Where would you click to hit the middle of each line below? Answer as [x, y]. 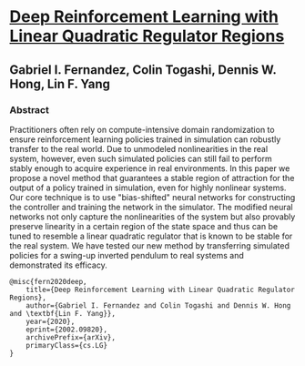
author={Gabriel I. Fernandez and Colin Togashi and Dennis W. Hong [158, 305]
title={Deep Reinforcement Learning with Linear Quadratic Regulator [161, 290]
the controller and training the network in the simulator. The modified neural [151, 207]
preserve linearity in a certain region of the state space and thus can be [144, 226]
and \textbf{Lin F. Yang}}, [63, 313]
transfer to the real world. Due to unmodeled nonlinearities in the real [139, 148]
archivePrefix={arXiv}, [71, 337]
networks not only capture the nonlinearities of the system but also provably [152, 217]
